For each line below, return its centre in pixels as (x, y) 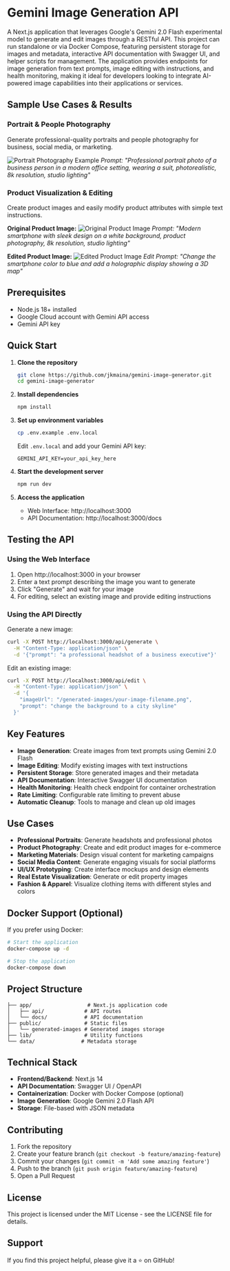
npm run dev (34, 484)
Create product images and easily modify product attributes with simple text (115, 208)
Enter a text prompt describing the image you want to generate (106, 581)
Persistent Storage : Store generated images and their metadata (108, 772)
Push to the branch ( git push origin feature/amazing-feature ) (107, 1169)
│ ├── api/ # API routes (64, 1011)
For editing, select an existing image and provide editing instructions (114, 596)
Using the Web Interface (49, 559)
